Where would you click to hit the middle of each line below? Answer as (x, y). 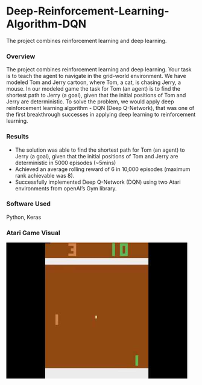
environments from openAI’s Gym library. (66, 188)
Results (17, 137)
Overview (21, 56)
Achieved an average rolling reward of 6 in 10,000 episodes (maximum (103, 169)
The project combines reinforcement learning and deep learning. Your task (99, 70)
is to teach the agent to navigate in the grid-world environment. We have (96, 76)
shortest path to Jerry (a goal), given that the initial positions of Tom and (96, 95)
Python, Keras (24, 217)
